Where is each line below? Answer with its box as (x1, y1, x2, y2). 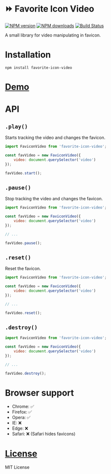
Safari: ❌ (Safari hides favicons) (12, 431, 76, 437)
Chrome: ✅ (12, 404, 34, 409)
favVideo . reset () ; (5, 310, 42, 316)
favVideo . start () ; (5, 171, 42, 176)
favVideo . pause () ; (5, 241, 42, 246)
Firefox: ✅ (12, 409, 32, 415)
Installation (5, 49, 51, 60)
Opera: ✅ (12, 414, 31, 420)
